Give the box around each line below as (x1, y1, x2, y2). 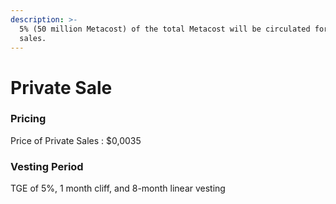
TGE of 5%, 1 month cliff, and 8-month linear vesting (10, 182, 226, 195)
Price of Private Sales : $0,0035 (10, 134, 142, 146)
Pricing (10, 112, 47, 126)
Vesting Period (10, 159, 84, 173)
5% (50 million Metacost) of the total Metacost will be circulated (19, 24, 311, 34)
